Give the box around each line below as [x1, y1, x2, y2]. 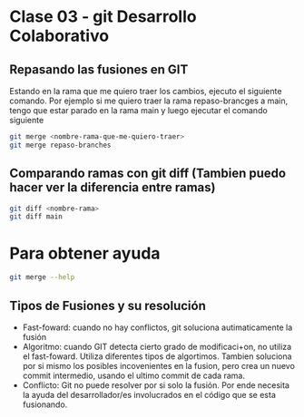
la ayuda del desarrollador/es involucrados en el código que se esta [22, 389, 277, 400]
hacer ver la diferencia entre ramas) [9, 179, 216, 196]
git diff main [9, 212, 64, 221]
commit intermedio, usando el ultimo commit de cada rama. [22, 370, 245, 381]
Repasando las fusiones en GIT [9, 62, 189, 77]
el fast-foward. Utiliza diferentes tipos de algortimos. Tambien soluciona [22, 351, 292, 362]
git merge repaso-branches [9, 141, 112, 150]
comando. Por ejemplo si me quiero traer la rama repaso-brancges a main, [9, 95, 289, 106]
